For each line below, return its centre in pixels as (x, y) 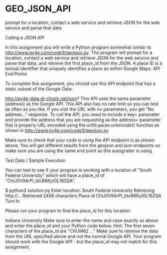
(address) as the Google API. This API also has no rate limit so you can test (82, 103)
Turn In (12, 201)
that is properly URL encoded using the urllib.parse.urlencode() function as (82, 125)
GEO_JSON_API (38, 9)
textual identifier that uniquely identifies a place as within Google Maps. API (83, 68)
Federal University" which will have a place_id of (55, 175)
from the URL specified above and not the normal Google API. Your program (83, 236)
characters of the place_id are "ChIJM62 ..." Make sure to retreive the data (82, 231)
